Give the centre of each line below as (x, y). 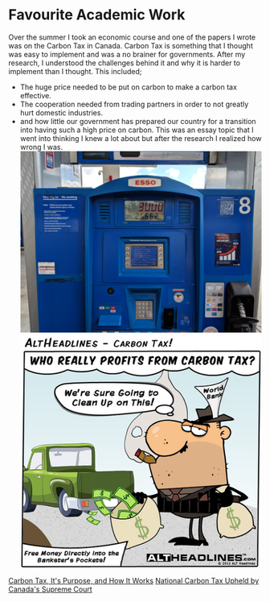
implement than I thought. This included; (75, 71)
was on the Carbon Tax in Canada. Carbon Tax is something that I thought (131, 45)
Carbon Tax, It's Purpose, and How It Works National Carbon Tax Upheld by (134, 580)
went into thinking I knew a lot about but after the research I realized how (141, 138)
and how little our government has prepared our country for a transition (138, 121)
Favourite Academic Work (97, 15)
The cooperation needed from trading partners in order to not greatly (134, 104)
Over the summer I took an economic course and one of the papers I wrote (132, 37)
